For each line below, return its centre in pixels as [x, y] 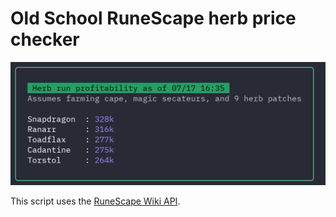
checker [45, 39]
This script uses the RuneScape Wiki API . [95, 201]
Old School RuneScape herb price [153, 18]
